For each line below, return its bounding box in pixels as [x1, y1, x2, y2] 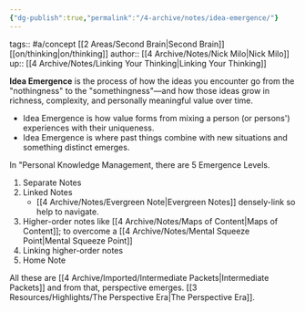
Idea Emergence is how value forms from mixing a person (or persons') [22, 112, 290, 123]
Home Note [22, 255, 66, 265]
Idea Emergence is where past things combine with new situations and [22, 131, 289, 142]
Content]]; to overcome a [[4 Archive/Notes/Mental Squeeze [22, 225, 250, 236]
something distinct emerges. [22, 141, 130, 152]
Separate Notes [22, 177, 82, 188]
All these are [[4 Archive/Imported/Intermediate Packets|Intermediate [9, 272, 269, 283]
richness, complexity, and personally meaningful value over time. [9, 95, 253, 106]
